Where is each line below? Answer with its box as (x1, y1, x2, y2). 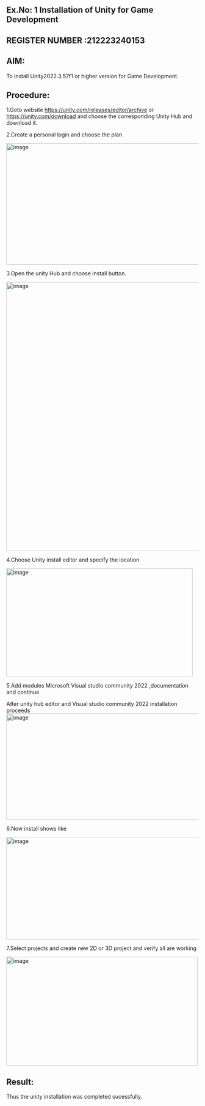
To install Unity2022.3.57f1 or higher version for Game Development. (6, 72, 179, 80)
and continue (6, 688, 40, 696)
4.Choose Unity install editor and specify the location (6, 556, 140, 563)
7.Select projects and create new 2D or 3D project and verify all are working (6, 945, 197, 952)
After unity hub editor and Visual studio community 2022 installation (6, 700, 178, 708)
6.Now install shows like (6, 825, 67, 833)
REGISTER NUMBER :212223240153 (6, 35, 145, 45)
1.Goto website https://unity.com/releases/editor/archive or (6, 106, 154, 114)
